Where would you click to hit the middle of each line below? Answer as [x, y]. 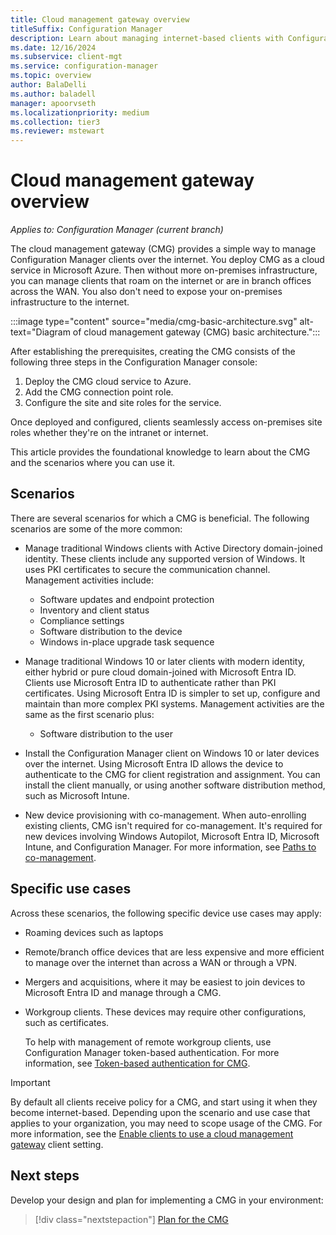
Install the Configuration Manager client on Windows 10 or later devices [172, 753]
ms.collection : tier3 [55, 122]
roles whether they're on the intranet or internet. [109, 433]
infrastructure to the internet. [70, 302]
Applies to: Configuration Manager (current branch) [117, 230]
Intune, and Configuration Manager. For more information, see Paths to [170, 847]
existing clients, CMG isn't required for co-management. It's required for [173, 825]
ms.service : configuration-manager [84, 66]
